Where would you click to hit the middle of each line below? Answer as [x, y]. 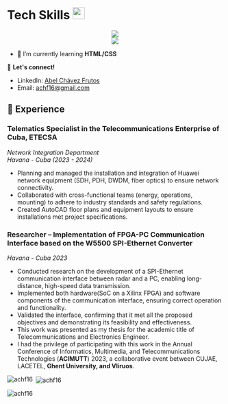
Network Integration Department [53, 152]
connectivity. [35, 187]
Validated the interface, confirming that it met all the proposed [105, 315]
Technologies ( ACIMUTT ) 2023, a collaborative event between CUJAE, [117, 358]
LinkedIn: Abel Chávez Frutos [59, 80]
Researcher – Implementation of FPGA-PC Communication [106, 235]
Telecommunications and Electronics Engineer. [83, 337]
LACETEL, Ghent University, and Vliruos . [76, 366]
